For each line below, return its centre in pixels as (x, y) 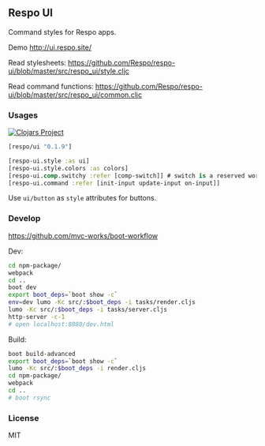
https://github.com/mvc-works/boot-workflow (83, 235)
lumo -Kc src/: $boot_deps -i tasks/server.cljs (88, 310)
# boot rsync (30, 398)
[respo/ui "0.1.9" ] (40, 147)
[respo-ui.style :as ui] (49, 161)
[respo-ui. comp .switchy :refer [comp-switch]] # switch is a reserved (127, 176)
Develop (24, 219)
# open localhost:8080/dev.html (61, 324)
